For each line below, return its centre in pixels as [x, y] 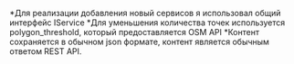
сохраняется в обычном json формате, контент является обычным [139, 41]
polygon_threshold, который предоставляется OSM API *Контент [135, 32]
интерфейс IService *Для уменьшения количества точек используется [147, 23]
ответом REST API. [46, 51]
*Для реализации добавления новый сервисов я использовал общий [145, 13]
